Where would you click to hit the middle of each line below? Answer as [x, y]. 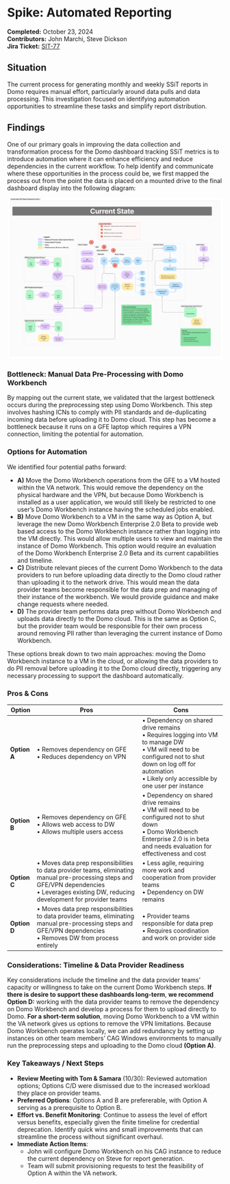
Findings [26, 128]
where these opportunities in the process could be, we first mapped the [108, 173]
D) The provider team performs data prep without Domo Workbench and [119, 611]
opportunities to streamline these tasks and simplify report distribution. [107, 106]
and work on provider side [179, 938]
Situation [27, 68]
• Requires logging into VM [180, 734]
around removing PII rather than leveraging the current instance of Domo [119, 633]
